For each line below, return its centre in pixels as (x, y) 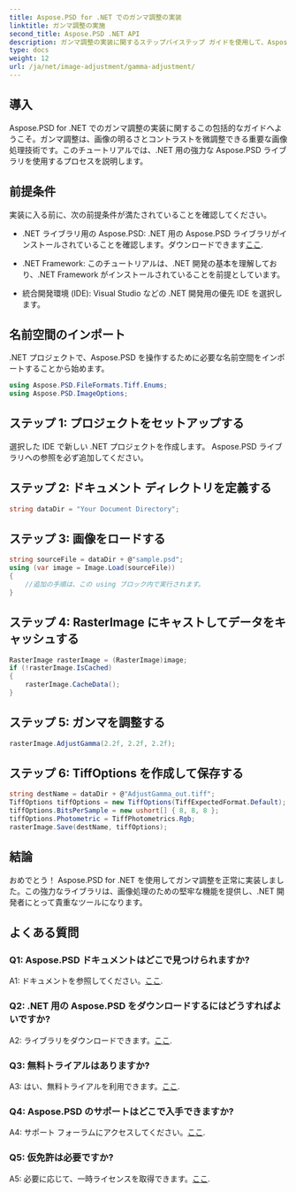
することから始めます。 (67, 369)
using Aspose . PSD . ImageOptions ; (68, 394)
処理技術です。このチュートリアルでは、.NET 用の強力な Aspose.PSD (135, 150)
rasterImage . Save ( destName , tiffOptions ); (88, 827)
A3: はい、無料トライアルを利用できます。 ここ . (95, 1086)
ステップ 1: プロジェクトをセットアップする (127, 423)
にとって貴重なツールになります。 (86, 902)
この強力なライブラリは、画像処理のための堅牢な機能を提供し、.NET (150, 891)
